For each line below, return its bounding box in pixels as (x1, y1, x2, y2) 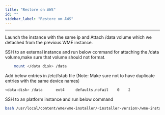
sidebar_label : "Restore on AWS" (5, 16, 74, 21)
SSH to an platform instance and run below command (5, 96, 113, 102)
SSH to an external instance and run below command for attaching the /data (5, 49, 159, 55)
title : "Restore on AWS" (5, 7, 56, 12)
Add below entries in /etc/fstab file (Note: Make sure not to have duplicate (5, 73, 155, 79)
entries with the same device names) (5, 78, 80, 84)
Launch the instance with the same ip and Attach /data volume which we (5, 34, 152, 40)
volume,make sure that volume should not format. (5, 55, 106, 60)
